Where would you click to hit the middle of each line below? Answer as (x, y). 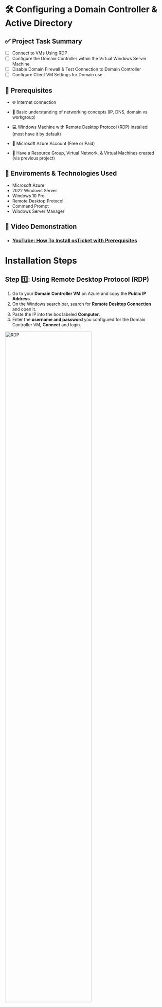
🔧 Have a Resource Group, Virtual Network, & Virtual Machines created (83, 153)
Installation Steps (41, 261)
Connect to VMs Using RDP (40, 53)
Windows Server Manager (38, 211)
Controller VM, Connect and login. (46, 325)
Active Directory (39, 23)
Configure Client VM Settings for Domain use (57, 75)
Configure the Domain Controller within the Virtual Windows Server (79, 59)
